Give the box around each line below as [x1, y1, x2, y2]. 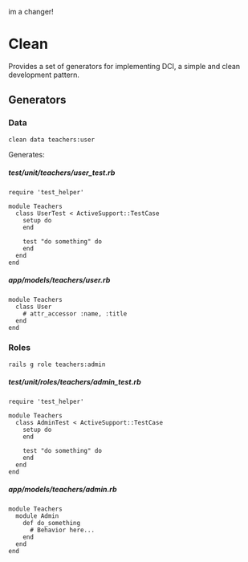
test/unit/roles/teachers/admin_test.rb [8, 377, 142, 387]
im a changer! [8, 7, 54, 16]
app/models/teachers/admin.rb [8, 485, 118, 495]
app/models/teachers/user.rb [8, 275, 111, 285]
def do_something [22, 519, 81, 527]
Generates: [8, 149, 46, 159]
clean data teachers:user [8, 136, 95, 144]
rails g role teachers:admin [8, 360, 106, 369]
